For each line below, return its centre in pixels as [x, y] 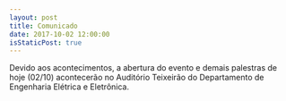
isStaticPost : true [46, 42]
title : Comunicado [43, 26]
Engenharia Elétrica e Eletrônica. [69, 87]
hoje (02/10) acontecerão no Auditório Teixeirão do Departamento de [137, 78]
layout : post [34, 17]
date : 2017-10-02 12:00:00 [60, 34]
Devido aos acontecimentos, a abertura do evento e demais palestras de [143, 68]
